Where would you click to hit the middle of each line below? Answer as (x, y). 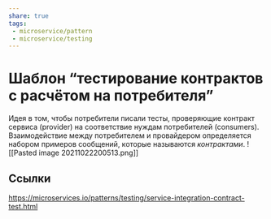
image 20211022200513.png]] (89, 153)
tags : (17, 24)
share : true (28, 16)
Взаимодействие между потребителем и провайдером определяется (130, 135)
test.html (23, 206)
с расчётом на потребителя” (111, 96)
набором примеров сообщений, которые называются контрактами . (127, 144)
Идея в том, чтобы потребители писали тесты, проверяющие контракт (131, 118)
